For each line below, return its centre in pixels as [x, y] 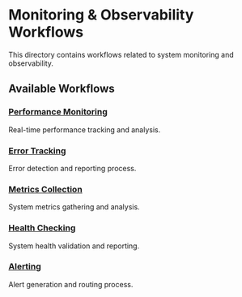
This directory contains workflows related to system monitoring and [121, 54]
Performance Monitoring [58, 112]
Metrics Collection [45, 189]
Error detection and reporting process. [72, 168]
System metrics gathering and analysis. [74, 207]
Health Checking [42, 228]
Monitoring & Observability [101, 15]
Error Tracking [37, 150]
